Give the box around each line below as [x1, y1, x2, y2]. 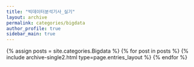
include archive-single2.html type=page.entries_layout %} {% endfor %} [6, 54, 188, 61]
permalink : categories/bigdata [6, 20, 85, 26]
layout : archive [6, 14, 47, 20]
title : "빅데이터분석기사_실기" [6, 8, 76, 15]
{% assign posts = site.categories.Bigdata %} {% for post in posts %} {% [6, 47, 189, 54]
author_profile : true [6, 25, 61, 32]
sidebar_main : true [6, 31, 56, 37]
